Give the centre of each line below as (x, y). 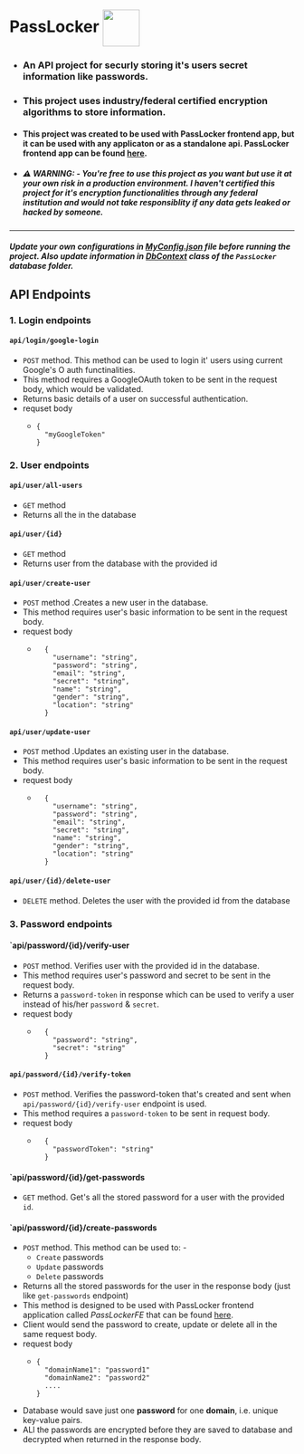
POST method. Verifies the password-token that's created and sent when (157, 1094)
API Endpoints (50, 294)
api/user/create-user (50, 583)
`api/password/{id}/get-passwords (77, 1177)
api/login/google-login (54, 341)
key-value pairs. (52, 1421)
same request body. (60, 1334)
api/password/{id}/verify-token (70, 1075)
